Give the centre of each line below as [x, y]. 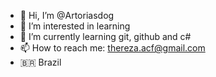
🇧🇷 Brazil [40, 62]
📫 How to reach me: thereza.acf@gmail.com [112, 48]
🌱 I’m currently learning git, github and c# [105, 36]
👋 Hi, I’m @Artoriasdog [67, 15]
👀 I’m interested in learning [75, 26]
